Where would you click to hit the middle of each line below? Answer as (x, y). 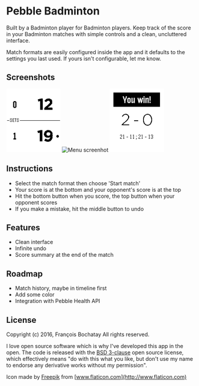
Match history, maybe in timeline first (61, 288)
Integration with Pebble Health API (57, 301)
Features (23, 228)
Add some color (35, 295)
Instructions (29, 169)
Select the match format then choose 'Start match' (78, 183)
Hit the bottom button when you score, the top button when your (95, 196)
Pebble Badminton (53, 11)
